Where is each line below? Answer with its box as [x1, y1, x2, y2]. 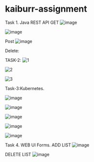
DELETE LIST [5, 151, 31, 157]
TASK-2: [5, 57, 21, 63]
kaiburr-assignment [5, 3, 87, 15]
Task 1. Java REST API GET [5, 19, 59, 25]
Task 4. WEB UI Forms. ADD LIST [5, 142, 71, 148]
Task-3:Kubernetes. [5, 85, 45, 91]
